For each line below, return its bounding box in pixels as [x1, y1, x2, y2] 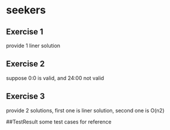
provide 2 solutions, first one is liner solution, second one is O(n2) [6, 107, 165, 114]
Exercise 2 [6, 59, 45, 69]
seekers [6, 3, 46, 17]
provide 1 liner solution [6, 42, 60, 49]
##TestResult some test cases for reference [6, 118, 112, 125]
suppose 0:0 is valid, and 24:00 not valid [6, 74, 104, 82]
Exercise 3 [6, 92, 45, 101]
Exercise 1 [6, 27, 44, 37]
